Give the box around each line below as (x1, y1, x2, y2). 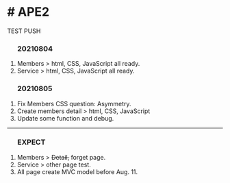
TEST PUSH (7, 27, 41, 35)
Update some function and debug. (16, 114, 114, 122)
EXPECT (16, 138, 46, 147)
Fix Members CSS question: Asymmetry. (16, 99, 131, 108)
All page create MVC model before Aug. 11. (16, 167, 138, 175)
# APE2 (7, 4, 50, 20)
